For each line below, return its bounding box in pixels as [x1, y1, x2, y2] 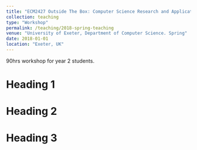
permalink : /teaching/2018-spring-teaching [6, 25, 114, 31]
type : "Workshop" [6, 19, 49, 25]
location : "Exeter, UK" [6, 42, 64, 47]
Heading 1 [6, 78, 56, 91]
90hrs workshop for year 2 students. [6, 57, 95, 64]
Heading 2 [6, 105, 57, 118]
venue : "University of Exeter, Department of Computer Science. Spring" [6, 30, 188, 36]
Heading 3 [6, 131, 57, 145]
